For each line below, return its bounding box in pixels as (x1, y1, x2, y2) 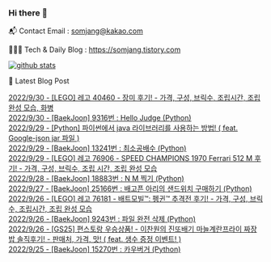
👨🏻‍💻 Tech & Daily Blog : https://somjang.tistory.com (8, 44, 181, 55)
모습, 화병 (23, 103, 54, 112)
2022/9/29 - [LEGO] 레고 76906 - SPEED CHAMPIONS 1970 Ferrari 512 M (8, 154, 253, 163)
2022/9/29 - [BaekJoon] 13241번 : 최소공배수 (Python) (8, 143, 187, 153)
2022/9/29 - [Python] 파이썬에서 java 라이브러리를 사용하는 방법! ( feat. (8, 123, 239, 133)
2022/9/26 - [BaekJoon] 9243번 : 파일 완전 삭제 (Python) (8, 214, 197, 224)
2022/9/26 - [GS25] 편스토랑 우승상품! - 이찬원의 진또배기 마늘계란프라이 (8, 224, 243, 234)
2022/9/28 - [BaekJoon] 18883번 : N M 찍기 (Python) (8, 174, 184, 184)
